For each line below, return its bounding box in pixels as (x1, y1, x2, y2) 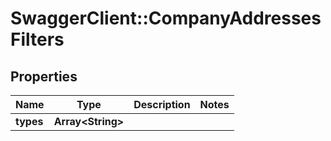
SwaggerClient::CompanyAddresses (10, 7, 322, 30)
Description (133, 98, 191, 111)
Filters (10, 28, 65, 51)
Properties (10, 68, 78, 85)
